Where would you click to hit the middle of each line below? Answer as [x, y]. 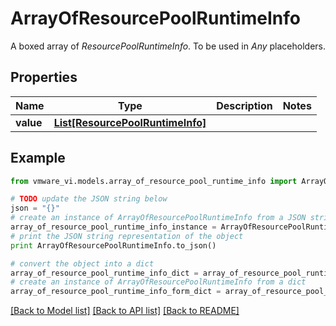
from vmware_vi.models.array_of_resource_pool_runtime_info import [154, 181]
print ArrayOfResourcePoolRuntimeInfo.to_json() [113, 245]
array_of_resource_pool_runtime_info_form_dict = [116, 292]
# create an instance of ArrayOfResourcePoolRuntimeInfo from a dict [158, 282]
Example [38, 158]
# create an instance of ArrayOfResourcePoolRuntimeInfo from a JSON [158, 218]
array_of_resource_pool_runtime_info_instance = [113, 227]
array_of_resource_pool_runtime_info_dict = [104, 273]
